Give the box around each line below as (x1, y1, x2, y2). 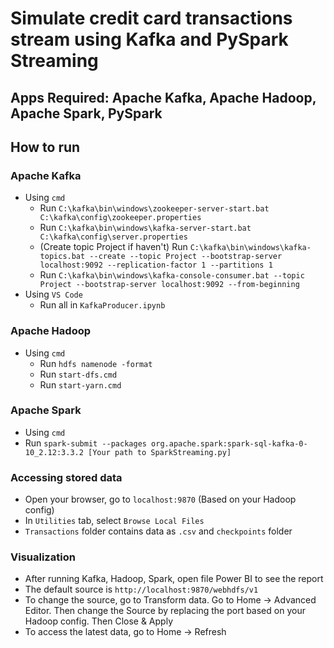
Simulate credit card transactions (10, 7, 293, 30)
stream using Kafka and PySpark (10, 28, 289, 51)
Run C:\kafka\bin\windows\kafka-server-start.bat (39, 222, 252, 234)
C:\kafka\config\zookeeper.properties (39, 213, 202, 223)
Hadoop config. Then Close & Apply (24, 615, 173, 627)
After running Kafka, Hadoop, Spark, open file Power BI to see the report (24, 573, 324, 585)
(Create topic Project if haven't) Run (39, 241, 188, 253)
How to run (10, 138, 81, 156)
